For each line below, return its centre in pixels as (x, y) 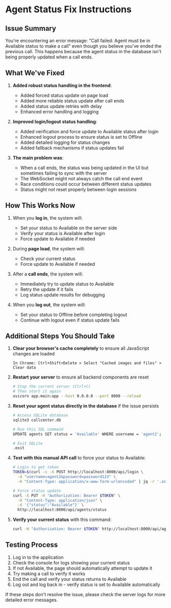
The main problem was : (38, 158)
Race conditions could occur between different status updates (86, 184)
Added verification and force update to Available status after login (89, 131)
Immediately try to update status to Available (67, 284)
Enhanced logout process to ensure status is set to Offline (81, 137)
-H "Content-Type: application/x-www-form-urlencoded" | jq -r (86, 481)
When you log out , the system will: (49, 305)
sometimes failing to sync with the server (64, 173)
